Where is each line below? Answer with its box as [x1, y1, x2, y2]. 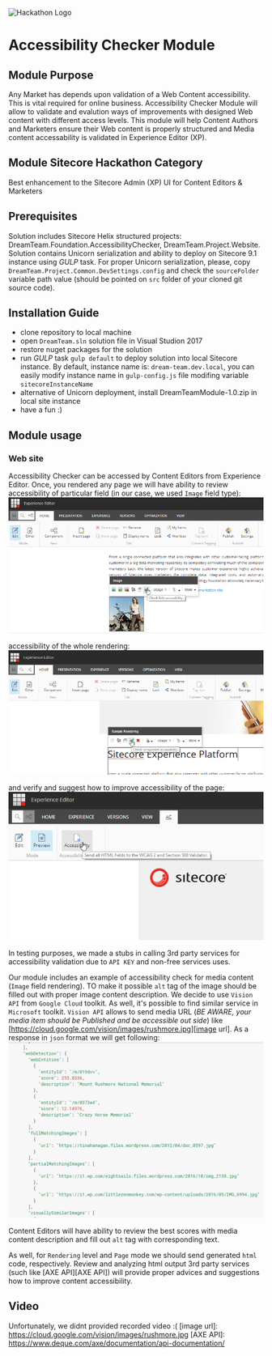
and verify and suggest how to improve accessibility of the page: [8, 782, 225, 793]
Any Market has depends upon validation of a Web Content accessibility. [8, 90, 251, 99]
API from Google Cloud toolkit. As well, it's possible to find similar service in [8, 998, 259, 1008]
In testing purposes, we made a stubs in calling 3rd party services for [8, 948, 240, 959]
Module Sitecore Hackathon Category [8, 156, 203, 170]
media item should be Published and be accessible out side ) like [8, 1016, 223, 1026]
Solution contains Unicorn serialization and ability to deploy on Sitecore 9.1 [8, 248, 257, 258]
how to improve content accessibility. [8, 1276, 133, 1286]
